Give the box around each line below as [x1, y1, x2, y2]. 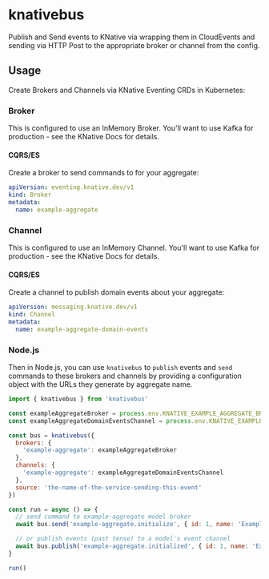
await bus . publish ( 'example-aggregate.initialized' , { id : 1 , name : [15, 542, 249, 550]
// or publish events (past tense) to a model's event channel [15, 535, 231, 543]
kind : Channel [8, 311, 56, 319]
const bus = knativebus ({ [8, 431, 94, 440]
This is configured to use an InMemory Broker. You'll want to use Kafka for [8, 123, 254, 133]
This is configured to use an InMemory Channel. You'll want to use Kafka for [8, 243, 260, 253]
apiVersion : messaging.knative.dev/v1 [8, 303, 138, 312]
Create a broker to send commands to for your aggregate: [8, 168, 199, 178]
